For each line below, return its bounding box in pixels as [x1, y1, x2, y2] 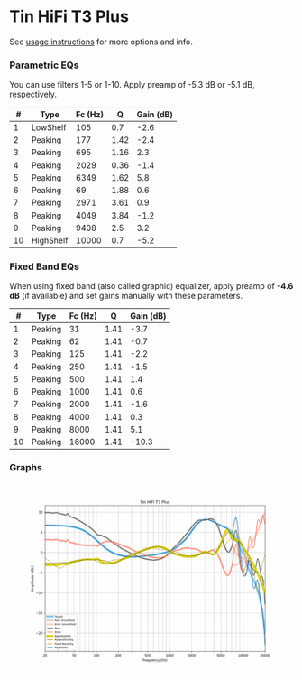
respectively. [9, 88, 57, 100]
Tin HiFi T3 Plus [9, 6, 129, 27]
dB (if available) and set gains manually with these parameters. [9, 291, 243, 302]
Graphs [9, 461, 42, 474]
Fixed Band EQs [9, 260, 79, 273]
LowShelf [31, 122, 67, 133]
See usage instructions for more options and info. [9, 36, 194, 47]
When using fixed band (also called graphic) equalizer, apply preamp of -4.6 [9, 281, 294, 292]
